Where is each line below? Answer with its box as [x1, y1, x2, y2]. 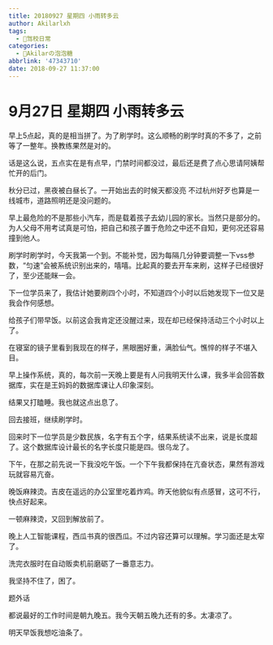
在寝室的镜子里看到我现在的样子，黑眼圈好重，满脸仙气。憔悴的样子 [8, 342, 236, 352]
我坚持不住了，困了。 [8, 575, 80, 585]
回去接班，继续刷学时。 [8, 415, 87, 424]
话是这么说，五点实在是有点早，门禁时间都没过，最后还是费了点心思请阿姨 [8, 157, 258, 167]
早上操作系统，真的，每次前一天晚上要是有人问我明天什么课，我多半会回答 [8, 370, 258, 380]
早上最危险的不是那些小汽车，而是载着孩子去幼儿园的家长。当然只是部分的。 [8, 213, 265, 222]
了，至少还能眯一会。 [8, 270, 80, 280]
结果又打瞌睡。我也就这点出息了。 [8, 397, 123, 406]
